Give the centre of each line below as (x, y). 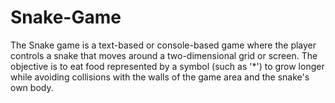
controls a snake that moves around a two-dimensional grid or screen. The (164, 55)
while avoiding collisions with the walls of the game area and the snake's (160, 77)
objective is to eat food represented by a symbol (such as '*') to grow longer (167, 66)
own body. (32, 87)
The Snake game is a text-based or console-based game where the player (163, 45)
